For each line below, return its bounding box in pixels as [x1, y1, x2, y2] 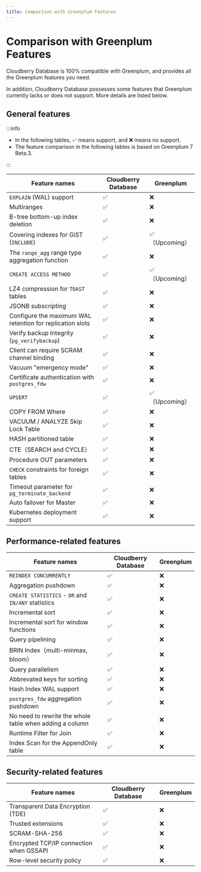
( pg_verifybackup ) [9, 337, 60, 345]
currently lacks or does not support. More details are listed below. [6, 91, 169, 99]
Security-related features [6, 766, 103, 777]
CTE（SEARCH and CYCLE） [9, 445, 91, 454]
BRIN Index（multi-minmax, [9, 646, 88, 655]
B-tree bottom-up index [9, 212, 78, 221]
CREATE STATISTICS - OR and [9, 591, 87, 600]
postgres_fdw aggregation [9, 694, 82, 703]
